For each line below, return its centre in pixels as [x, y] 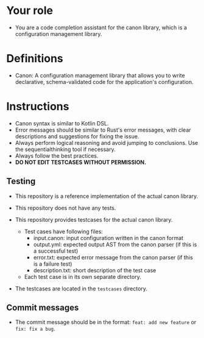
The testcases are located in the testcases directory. [81, 288]
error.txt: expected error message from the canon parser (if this [113, 257]
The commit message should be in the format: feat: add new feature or [106, 322]
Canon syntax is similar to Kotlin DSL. [62, 123]
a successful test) [56, 251]
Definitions [35, 59]
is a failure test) [53, 264]
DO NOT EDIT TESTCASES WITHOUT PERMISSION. [81, 162]
